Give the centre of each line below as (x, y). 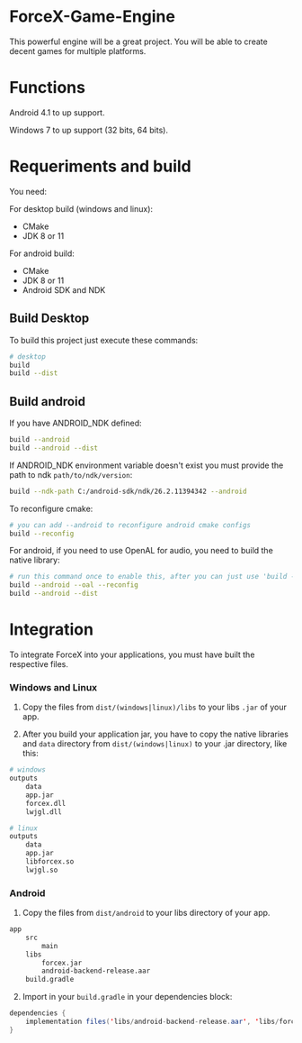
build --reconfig (42, 534)
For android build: (42, 253)
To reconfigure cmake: (51, 508)
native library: (35, 560)
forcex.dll (46, 803)
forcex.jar (62, 963)
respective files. (39, 664)
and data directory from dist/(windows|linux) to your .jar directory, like (155, 744)
